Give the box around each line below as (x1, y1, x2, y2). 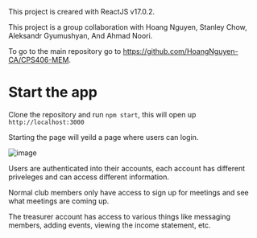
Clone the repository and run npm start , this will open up (8, 109, 197, 119)
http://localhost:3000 (8, 118, 85, 126)
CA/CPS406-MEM (8, 55, 69, 64)
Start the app (8, 84, 98, 101)
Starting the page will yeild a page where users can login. (8, 132, 199, 142)
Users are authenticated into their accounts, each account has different (8, 163, 246, 173)
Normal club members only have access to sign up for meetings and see (8, 187, 249, 197)
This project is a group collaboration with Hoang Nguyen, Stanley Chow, (8, 23, 247, 31)
